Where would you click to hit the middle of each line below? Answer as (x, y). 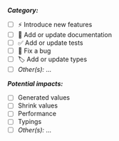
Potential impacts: (35, 84)
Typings (30, 122)
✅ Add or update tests (50, 43)
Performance (37, 114)
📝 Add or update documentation (65, 35)
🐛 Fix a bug (34, 51)
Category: (23, 10)
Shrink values (38, 105)
